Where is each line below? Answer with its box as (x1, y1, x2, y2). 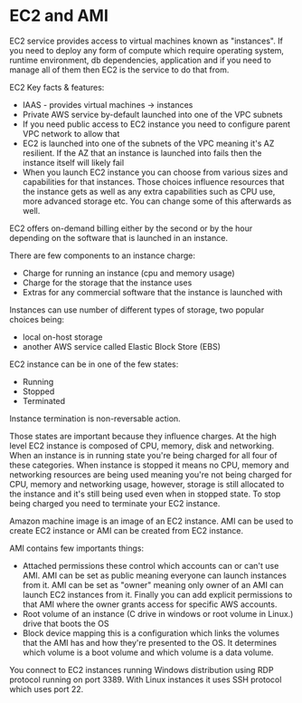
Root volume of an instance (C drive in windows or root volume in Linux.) (22, 608, 294, 619)
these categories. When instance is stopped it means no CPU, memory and (9, 459, 289, 470)
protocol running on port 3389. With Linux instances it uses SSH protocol (9, 674, 282, 685)
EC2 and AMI (9, 5, 109, 26)
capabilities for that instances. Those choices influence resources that (22, 176, 285, 187)
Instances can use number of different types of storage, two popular (9, 304, 265, 315)
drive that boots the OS (22, 618, 109, 629)
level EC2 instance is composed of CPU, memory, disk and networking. (9, 440, 275, 451)
